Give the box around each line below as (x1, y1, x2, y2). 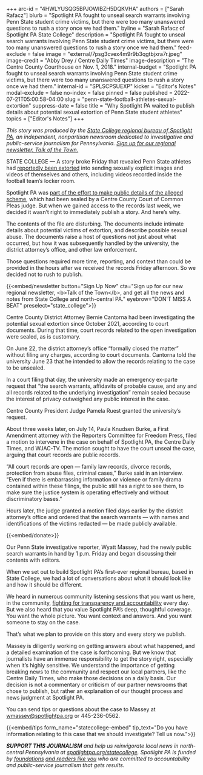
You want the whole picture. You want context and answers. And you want (6, 612, 192, 619)
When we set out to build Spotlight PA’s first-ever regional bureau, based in (6, 568, 194, 575)
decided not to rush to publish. (6, 270, 83, 278)
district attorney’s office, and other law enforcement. (6, 246, 138, 253)
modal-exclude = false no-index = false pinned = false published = (6, 89, 173, 96)
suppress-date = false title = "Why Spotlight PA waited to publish (32, 102, 195, 109)
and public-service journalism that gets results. (6, 762, 125, 768)
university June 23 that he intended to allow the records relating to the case (6, 358, 196, 365)
